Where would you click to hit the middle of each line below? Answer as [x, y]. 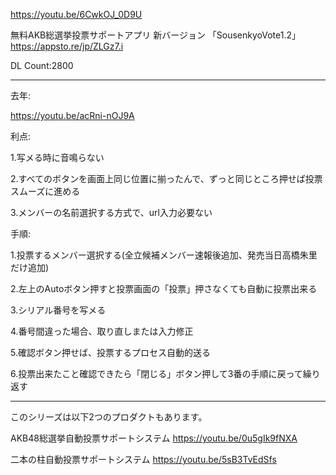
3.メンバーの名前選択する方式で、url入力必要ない [111, 212]
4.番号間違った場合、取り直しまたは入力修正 [102, 331]
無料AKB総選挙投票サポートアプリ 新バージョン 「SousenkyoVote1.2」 [156, 35]
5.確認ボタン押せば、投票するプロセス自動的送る [110, 352]
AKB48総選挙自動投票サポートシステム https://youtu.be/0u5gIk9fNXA [154, 438]
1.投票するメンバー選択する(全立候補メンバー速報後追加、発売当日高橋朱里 [164, 255]
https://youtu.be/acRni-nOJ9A [72, 115]
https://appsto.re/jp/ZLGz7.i [67, 46]
